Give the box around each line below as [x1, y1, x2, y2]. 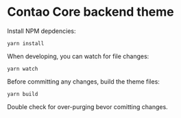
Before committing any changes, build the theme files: [7, 77, 160, 86]
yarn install [7, 40, 45, 47]
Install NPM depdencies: [7, 27, 77, 35]
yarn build [7, 91, 38, 97]
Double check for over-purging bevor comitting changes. [7, 102, 168, 110]
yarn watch [7, 65, 38, 72]
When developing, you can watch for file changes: [7, 52, 149, 60]
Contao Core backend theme [7, 4, 175, 20]
